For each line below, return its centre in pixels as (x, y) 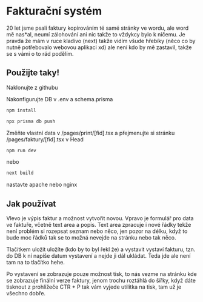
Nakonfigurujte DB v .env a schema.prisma (60, 99)
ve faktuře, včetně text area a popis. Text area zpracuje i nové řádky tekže (99, 225)
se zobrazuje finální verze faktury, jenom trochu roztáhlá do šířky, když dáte (101, 281)
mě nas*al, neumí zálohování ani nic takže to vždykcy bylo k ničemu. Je (96, 34)
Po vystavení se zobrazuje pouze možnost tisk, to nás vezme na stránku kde (101, 274)
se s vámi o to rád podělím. (40, 53)
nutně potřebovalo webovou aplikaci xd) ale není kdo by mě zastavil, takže (99, 47)
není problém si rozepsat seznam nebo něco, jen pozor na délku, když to (97, 231)
